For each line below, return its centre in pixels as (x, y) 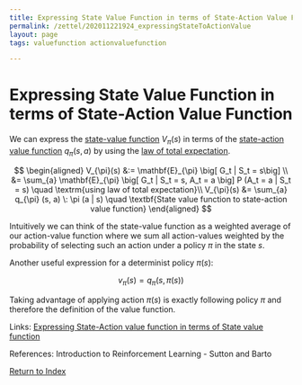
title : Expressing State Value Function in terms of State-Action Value (148, 18)
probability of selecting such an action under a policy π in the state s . (137, 245)
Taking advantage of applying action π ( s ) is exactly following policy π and (145, 300)
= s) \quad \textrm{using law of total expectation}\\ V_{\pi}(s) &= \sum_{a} (151, 189)
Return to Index (38, 371)
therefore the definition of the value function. (93, 309)
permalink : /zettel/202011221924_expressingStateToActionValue (130, 26)
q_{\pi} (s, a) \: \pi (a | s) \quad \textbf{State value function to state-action (151, 199)
